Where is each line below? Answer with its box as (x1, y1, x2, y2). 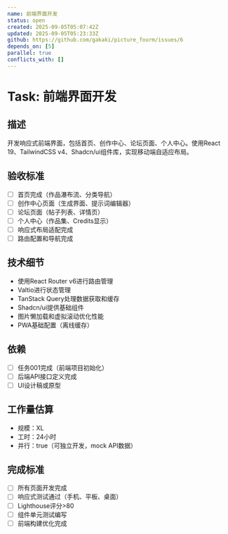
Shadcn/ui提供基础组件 (17, 303, 84, 312)
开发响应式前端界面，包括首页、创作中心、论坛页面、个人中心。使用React (7, 139, 221, 147)
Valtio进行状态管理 (17, 286, 72, 294)
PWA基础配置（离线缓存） (17, 321, 93, 329)
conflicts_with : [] (7, 56, 65, 63)
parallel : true (7, 50, 52, 57)
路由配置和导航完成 (17, 234, 74, 243)
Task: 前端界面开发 (7, 89, 117, 104)
